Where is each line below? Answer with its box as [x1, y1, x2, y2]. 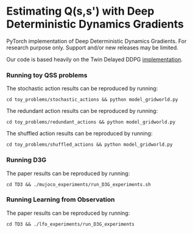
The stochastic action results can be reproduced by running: [6, 85, 158, 92]
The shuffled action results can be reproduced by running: [6, 130, 153, 137]
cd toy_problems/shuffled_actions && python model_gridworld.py [6, 142, 173, 148]
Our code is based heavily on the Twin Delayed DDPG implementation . [6, 56, 183, 63]
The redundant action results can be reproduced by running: [6, 107, 158, 115]
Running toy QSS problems [6, 71, 88, 79]
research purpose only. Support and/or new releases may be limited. [6, 44, 178, 51]
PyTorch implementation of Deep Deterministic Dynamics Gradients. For [6, 37, 187, 45]
